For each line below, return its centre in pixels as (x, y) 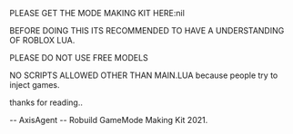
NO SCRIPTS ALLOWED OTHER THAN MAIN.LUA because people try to (144, 75)
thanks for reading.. (46, 102)
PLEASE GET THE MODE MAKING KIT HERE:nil (97, 13)
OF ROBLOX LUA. (42, 40)
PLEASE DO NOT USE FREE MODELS (79, 57)
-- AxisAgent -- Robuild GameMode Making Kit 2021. (109, 120)
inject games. (35, 85)
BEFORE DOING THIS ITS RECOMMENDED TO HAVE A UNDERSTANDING (147, 30)
